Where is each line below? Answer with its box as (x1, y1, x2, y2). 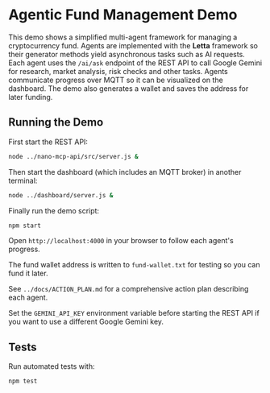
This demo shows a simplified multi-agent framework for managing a (8, 32, 238, 42)
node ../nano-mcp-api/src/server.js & (8, 152, 139, 160)
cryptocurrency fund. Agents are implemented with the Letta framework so (8, 40, 258, 50)
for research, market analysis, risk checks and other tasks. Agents (8, 66, 228, 76)
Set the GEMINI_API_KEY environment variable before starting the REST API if (8, 308, 260, 318)
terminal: (8, 176, 38, 185)
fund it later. (8, 268, 48, 279)
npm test (8, 377, 38, 386)
